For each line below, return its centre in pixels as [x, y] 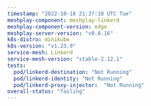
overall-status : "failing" [46, 91]
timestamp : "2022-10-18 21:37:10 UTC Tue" [70, 14]
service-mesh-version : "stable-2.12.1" [65, 59]
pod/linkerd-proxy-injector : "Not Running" [79, 85]
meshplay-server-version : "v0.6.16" [60, 33]
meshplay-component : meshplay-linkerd [63, 20]
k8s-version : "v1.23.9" [42, 46]
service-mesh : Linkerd [40, 53]
